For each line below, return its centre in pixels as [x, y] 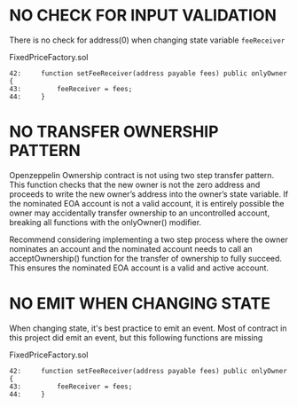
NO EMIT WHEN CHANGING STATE [140, 304]
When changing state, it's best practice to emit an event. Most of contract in [148, 328]
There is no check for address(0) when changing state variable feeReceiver [147, 40]
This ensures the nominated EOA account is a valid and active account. [139, 268]
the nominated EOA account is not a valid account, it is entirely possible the [147, 203]
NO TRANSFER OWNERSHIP [114, 132]
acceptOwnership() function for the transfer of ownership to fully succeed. [145, 258]
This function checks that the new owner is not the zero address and [135, 184]
